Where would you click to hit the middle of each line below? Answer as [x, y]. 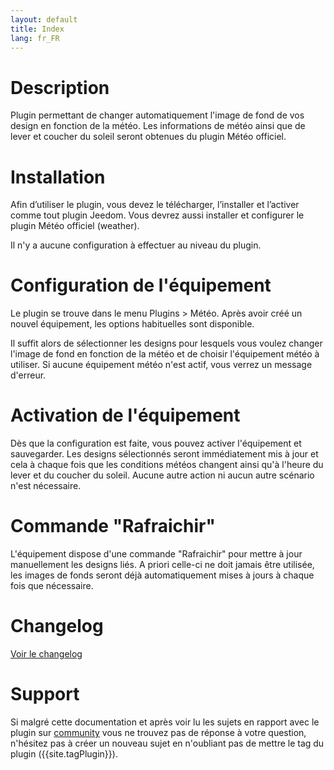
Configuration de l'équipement [141, 285]
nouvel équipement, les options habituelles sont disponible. [132, 324]
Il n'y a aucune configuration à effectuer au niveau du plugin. [136, 245]
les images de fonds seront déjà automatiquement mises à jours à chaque [162, 575]
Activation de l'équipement [125, 415]
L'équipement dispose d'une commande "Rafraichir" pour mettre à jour [156, 554]
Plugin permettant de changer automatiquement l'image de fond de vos [157, 115]
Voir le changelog [46, 654]
